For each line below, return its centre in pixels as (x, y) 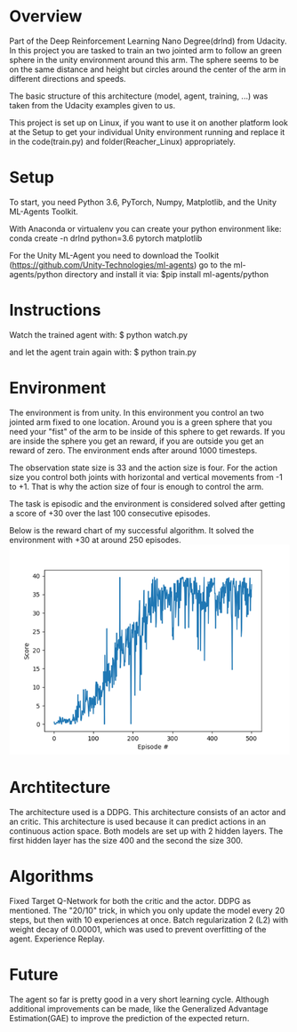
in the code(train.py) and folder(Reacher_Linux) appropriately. (122, 141)
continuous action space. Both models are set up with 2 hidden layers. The (146, 831)
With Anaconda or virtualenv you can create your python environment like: (145, 228)
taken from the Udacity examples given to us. (92, 105)
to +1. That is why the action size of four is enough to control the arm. (136, 486)
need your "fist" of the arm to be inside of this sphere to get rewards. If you (147, 431)
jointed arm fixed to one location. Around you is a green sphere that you (141, 422)
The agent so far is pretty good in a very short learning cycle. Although (139, 999)
